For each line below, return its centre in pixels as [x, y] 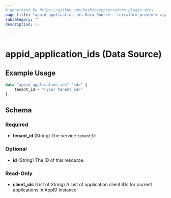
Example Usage [31, 73]
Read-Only [19, 173]
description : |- [22, 24]
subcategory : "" [22, 19]
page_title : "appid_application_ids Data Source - [60, 15]
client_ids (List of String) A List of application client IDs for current [82, 185]
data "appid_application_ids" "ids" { [46, 85]
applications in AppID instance [45, 190]
